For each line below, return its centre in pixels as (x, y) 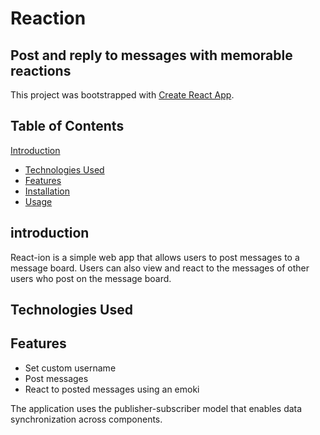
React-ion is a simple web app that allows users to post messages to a (155, 257)
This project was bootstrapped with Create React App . (122, 95)
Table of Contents (67, 126)
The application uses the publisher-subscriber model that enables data (156, 408)
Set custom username (70, 368)
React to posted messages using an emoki (112, 389)
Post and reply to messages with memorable (151, 55)
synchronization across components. (86, 419)
